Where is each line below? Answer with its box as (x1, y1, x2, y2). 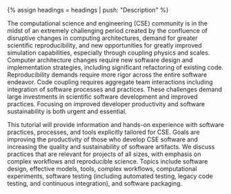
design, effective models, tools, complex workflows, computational (7, 165, 198, 173)
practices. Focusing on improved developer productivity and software (7, 100, 205, 108)
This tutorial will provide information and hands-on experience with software (7, 121, 225, 128)
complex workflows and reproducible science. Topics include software (7, 157, 208, 165)
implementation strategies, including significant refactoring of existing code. (7, 64, 224, 71)
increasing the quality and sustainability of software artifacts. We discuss (7, 143, 215, 151)
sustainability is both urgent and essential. (7, 107, 128, 115)
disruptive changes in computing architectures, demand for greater (7, 34, 198, 42)
